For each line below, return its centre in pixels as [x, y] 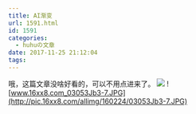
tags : [17, 61]
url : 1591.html [33, 23]
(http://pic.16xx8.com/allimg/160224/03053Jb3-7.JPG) [98, 101]
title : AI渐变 [31, 16]
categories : [28, 38]
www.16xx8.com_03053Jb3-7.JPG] [68, 92]
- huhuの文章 [35, 45]
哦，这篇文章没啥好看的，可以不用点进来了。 [82, 84]
